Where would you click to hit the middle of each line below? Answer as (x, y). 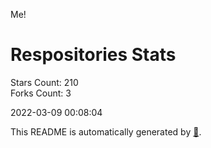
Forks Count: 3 (41, 93)
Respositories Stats (93, 55)
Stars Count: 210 (44, 82)
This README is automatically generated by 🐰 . (106, 131)
